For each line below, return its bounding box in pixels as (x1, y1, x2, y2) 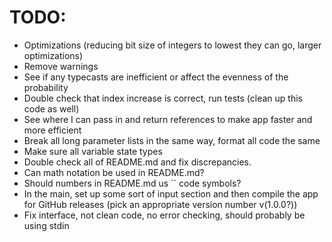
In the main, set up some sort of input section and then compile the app (23, 187, 319, 200)
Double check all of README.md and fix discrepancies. (23, 156, 252, 168)
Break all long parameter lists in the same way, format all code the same (23, 134, 321, 146)
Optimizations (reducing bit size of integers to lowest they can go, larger (23, 39, 322, 51)
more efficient (23, 124, 82, 136)
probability (23, 81, 69, 93)
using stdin (23, 219, 70, 231)
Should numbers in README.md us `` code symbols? (23, 177, 242, 189)
